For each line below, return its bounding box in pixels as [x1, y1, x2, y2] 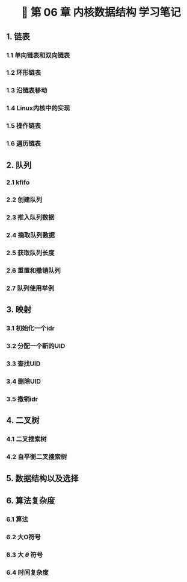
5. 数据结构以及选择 [6, 473, 79, 483]
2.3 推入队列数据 [6, 214, 55, 222]
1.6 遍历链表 [6, 139, 41, 148]
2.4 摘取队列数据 [6, 231, 55, 239]
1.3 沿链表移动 [6, 86, 48, 95]
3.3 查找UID [6, 359, 41, 368]
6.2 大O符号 [6, 533, 41, 541]
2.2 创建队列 [6, 195, 43, 204]
